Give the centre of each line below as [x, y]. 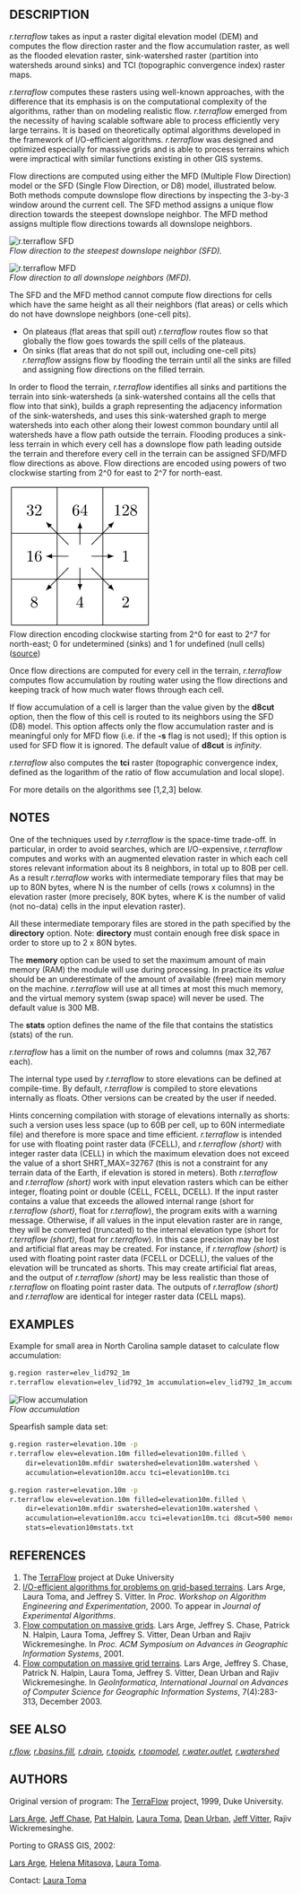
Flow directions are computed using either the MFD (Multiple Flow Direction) [150, 176]
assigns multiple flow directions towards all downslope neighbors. [131, 223]
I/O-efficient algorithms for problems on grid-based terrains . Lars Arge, [154, 1586]
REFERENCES [48, 1556]
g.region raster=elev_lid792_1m [69, 1373]
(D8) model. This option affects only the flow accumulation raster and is [142, 726]
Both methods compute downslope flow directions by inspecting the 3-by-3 [149, 195]
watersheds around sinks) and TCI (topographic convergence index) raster [147, 65]
